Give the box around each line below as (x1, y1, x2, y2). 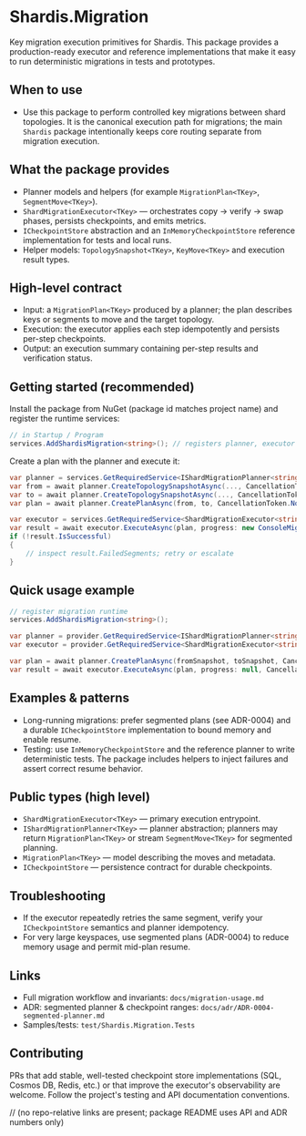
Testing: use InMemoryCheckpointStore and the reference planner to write (22, 743, 296, 754)
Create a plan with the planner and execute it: (9, 455, 180, 466)
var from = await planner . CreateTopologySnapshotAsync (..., (9, 481, 243, 491)
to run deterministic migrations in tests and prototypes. (9, 56, 216, 67)
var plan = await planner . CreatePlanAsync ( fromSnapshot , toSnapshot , (9, 657, 280, 666)
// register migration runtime (9, 607, 128, 616)
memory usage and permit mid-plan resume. (22, 941, 191, 953)
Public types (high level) (9, 789, 150, 804)
